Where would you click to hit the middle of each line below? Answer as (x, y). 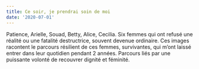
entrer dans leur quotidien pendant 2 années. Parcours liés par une (88, 53)
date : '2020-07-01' (30, 17)
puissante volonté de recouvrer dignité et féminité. (68, 59)
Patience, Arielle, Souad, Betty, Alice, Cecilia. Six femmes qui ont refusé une (99, 34)
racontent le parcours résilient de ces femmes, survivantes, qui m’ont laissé (99, 47)
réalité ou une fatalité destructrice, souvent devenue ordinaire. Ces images (98, 40)
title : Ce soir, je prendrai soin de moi (58, 12)
